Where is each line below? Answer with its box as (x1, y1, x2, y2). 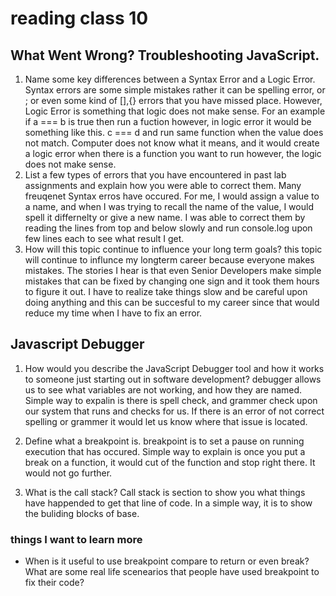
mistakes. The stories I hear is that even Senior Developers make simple (24, 265, 322, 276)
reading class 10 (10, 7, 149, 30)
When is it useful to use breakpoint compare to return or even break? (24, 555, 310, 567)
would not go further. (24, 467, 113, 479)
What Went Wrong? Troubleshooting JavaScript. (10, 47, 320, 64)
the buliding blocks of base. (24, 507, 140, 519)
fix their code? (24, 577, 85, 589)
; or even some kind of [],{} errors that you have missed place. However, (24, 95, 323, 106)
